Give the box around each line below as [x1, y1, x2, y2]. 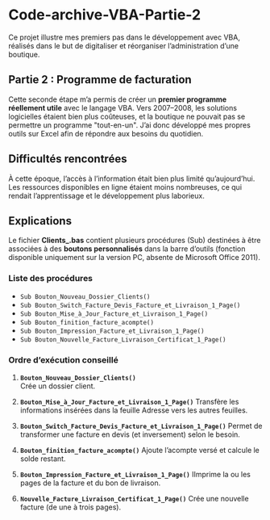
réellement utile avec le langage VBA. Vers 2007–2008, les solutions [8, 103, 238, 112]
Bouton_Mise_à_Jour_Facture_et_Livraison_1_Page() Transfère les [19, 396, 239, 406]
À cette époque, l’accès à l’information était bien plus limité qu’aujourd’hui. [8, 174, 255, 183]
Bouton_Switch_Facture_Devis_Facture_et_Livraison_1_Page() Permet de [19, 421, 263, 430]
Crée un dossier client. [19, 381, 96, 391]
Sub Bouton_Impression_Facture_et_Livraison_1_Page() [19, 327, 205, 335]
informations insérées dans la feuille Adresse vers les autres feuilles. [19, 405, 248, 415]
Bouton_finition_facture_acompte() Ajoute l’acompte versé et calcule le [19, 445, 260, 455]
